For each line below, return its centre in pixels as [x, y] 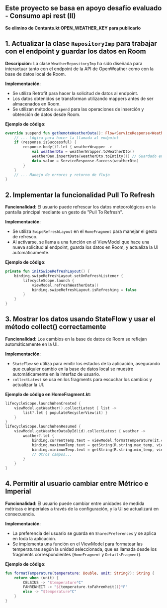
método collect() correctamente [56, 327]
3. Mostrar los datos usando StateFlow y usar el [80, 319]
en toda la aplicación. [34, 538]
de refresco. [25, 237]
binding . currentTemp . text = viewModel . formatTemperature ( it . [96, 440]
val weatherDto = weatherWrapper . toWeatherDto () [83, 152]
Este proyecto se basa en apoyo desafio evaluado [83, 8]
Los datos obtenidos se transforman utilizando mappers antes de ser [83, 99]
